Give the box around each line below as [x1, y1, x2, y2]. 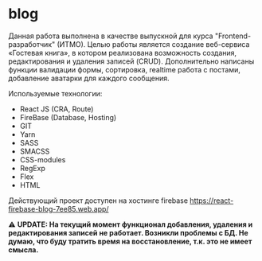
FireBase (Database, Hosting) [19, 112, 117, 122]
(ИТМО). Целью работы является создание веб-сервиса [57, 39, 250, 49]
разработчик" [8, 39, 56, 49]
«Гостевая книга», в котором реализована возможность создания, [8, 48, 237, 57]
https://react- [190, 196, 234, 205]
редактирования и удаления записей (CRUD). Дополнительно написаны [8, 56, 255, 66]
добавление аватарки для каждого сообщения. [8, 73, 170, 83]
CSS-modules [19, 154, 66, 164]
